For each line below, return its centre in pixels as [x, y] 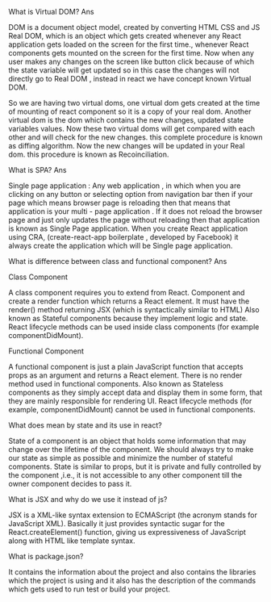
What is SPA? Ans [38, 170]
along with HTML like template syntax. [72, 541]
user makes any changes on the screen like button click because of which [131, 61]
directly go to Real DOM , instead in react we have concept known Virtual [130, 79]
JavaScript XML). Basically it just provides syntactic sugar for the [117, 523]
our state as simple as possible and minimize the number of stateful [121, 458]
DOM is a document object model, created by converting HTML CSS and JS [134, 27]
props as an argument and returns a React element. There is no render [125, 375]
